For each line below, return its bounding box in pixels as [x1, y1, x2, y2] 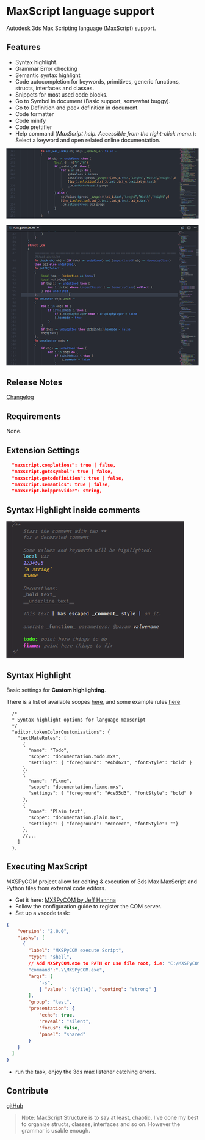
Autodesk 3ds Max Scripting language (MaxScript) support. [6, 24, 156, 32]
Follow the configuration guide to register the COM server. [15, 902, 162, 910]
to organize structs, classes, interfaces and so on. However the [21, 1120, 181, 1128]
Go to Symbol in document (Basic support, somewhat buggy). [15, 97, 171, 104]
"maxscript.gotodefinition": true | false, [12, 475, 124, 481]
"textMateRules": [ [17, 735, 67, 741]
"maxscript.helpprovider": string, [12, 488, 103, 494]
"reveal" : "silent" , [38, 1018, 92, 1025]
